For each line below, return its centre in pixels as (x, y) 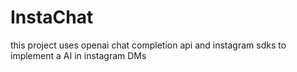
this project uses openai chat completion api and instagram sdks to (148, 45)
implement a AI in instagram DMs (78, 55)
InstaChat (52, 17)
